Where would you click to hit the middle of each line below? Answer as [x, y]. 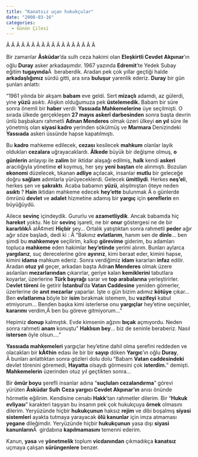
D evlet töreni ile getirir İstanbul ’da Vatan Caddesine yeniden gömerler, [93, 285]
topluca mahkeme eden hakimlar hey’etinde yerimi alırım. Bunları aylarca [95, 247]
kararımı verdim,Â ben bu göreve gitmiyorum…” [64, 311]
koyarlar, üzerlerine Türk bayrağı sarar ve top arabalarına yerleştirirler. [92, 279]
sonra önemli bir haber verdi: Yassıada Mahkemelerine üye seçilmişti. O [95, 109]
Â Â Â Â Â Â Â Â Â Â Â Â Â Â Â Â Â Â [51, 45]
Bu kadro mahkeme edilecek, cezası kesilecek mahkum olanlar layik [90, 145]
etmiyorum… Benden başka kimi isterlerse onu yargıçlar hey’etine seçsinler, [98, 304]
